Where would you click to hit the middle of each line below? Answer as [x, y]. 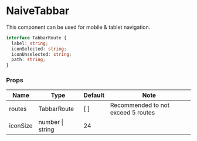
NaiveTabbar [38, 11]
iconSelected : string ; [39, 49]
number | [51, 122]
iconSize [21, 126]
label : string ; [30, 43]
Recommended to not [140, 105]
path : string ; [28, 60]
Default [94, 95]
